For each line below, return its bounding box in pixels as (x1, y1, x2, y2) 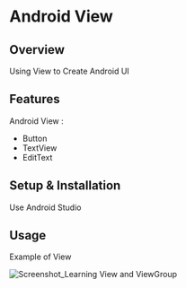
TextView (22, 142, 58, 153)
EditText (22, 152, 53, 162)
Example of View (9, 251, 72, 262)
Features (9, 92, 60, 107)
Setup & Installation (9, 178, 121, 194)
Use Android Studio (9, 202, 82, 213)
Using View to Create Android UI (9, 65, 130, 76)
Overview (9, 42, 66, 57)
